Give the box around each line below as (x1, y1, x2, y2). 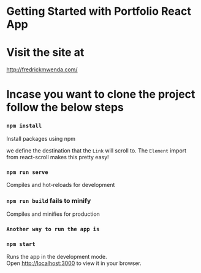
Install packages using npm (6, 135, 75, 142)
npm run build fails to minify (6, 196, 91, 205)
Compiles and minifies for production (6, 210, 100, 218)
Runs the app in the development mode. (6, 253, 107, 261)
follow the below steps (6, 100, 124, 114)
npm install (6, 122, 42, 130)
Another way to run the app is (6, 226, 100, 233)
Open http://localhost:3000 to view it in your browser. (6, 259, 142, 267)
